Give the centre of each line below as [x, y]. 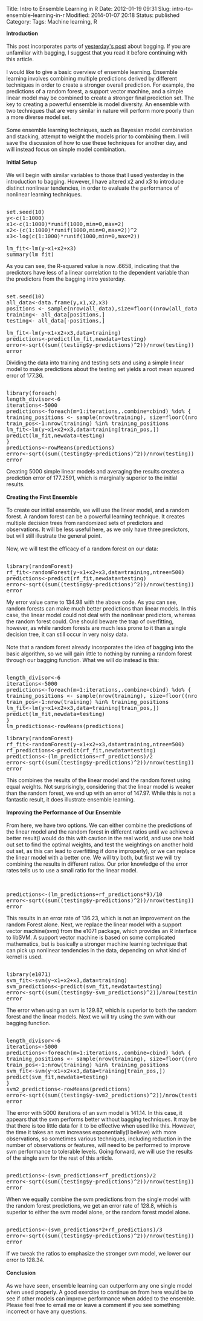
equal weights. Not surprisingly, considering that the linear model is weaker [100, 787]
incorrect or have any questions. [47, 1311]
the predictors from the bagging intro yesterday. [66, 279]
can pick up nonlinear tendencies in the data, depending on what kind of [96, 950]
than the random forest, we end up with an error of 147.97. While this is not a [101, 793]
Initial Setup [22, 162]
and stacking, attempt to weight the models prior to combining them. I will [98, 136]
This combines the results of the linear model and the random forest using [98, 780]
